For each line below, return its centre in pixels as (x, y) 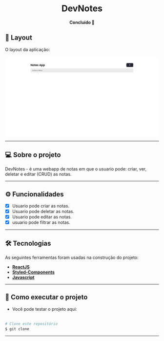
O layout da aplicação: (28, 49)
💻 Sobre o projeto (33, 155)
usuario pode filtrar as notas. (41, 222)
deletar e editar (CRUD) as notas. (38, 174)
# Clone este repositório (31, 324)
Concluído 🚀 (82, 22)
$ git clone (17, 329)
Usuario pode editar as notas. (42, 217)
